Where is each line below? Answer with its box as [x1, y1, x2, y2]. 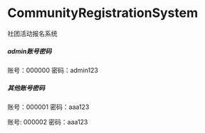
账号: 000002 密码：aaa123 [7, 117, 88, 126]
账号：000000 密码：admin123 [7, 66, 98, 74]
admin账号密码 [7, 47, 52, 55]
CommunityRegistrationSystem [7, 5, 198, 21]
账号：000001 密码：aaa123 [7, 103, 90, 111]
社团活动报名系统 [7, 29, 58, 37]
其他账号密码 [7, 83, 45, 92]
